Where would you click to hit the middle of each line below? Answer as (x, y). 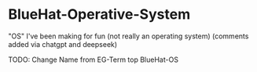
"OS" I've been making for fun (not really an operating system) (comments (128, 36)
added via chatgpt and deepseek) (63, 44)
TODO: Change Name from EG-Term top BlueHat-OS (94, 59)
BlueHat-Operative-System (99, 14)
